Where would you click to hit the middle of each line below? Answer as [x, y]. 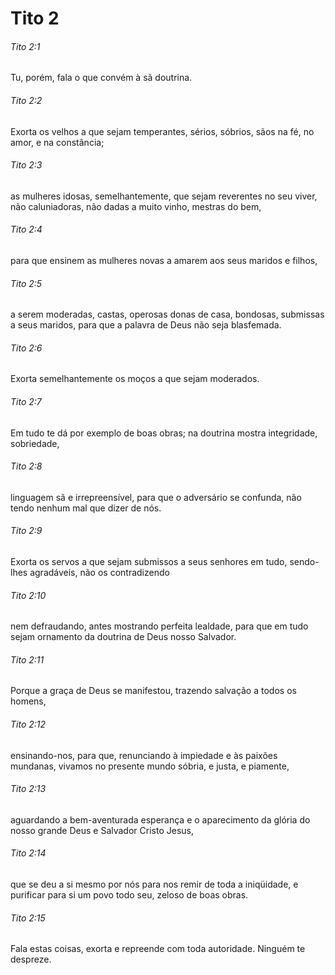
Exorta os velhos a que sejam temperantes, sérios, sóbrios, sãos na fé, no [162, 131]
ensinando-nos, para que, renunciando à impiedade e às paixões [144, 755]
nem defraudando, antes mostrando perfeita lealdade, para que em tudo [159, 626]
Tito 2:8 [26, 466]
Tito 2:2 [26, 100]
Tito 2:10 [28, 595]
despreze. [31, 959]
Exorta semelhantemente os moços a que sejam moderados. [135, 379]
